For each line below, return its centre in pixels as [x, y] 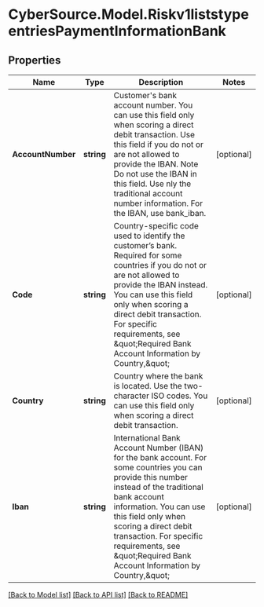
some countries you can [158, 467]
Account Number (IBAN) [159, 448]
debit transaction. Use [154, 135]
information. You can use [159, 506]
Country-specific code [156, 226]
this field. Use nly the [152, 184]
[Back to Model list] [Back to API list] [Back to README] [98, 595]
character [131, 396]
